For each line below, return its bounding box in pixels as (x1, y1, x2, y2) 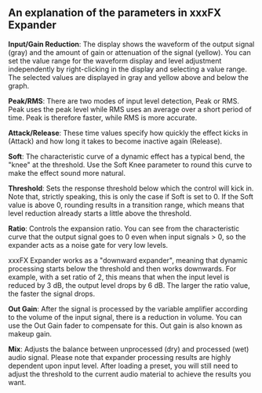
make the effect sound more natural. (8, 168, 126, 177)
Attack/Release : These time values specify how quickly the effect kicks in (8, 128, 249, 137)
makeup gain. (8, 329, 53, 338)
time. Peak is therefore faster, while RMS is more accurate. (8, 113, 198, 122)
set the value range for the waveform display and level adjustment (8, 56, 222, 65)
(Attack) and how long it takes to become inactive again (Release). (8, 136, 223, 146)
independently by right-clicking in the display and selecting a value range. (8, 64, 247, 74)
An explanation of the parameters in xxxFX (8, 6, 222, 20)
